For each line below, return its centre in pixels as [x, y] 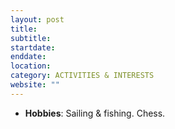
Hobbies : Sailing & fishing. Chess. [95, 113]
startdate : [33, 47]
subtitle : [31, 38]
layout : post [37, 19]
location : [31, 66]
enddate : [28, 57]
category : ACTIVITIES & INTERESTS [82, 76]
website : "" [35, 85]
